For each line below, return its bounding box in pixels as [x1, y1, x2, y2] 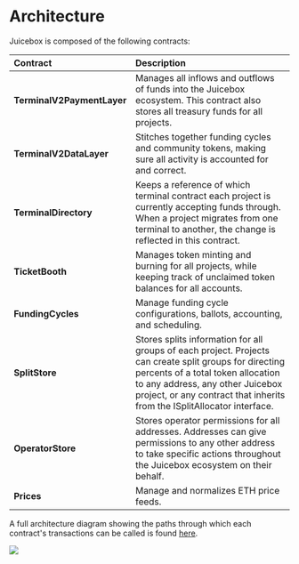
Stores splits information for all [134, 333, 263, 345]
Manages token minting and [134, 248, 252, 261]
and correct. [134, 164, 187, 176]
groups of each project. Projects [134, 344, 270, 357]
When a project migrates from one [134, 212, 279, 224]
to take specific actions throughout [134, 447, 281, 460]
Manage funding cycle [134, 296, 229, 309]
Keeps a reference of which [134, 178, 251, 190]
